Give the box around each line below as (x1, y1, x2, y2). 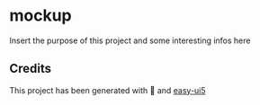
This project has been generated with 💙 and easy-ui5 (9, 84, 206, 95)
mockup (9, 5, 72, 26)
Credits (9, 61, 52, 76)
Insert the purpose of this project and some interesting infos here (9, 35, 251, 46)
